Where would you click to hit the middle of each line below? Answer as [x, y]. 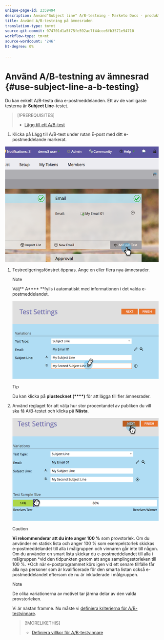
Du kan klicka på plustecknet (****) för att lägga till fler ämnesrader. [81, 396]
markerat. [57, 139]
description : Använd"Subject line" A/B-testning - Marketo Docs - [74, 15]
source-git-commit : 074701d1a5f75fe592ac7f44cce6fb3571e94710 [70, 31]
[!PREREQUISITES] [36, 115]
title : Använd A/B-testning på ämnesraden [49, 21]
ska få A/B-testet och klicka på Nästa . [51, 411]
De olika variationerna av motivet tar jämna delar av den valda [74, 594]
